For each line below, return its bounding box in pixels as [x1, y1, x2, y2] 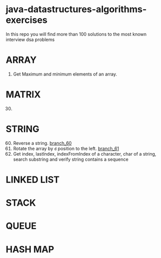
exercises [6, 14, 48, 26]
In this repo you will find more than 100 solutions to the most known [6, 31, 147, 37]
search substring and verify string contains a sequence [13, 156, 129, 162]
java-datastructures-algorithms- [6, 4, 147, 15]
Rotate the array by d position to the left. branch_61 [13, 145, 119, 152]
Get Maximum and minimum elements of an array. [13, 71, 117, 77]
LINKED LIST [6, 174, 60, 186]
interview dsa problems [6, 36, 55, 43]
